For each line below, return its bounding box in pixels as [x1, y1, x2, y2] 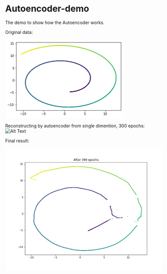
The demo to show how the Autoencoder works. [5, 19, 105, 25]
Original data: [5, 29, 33, 35]
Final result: [5, 138, 29, 144]
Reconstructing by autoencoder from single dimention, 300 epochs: [5, 123, 145, 129]
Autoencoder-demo [5, 3, 89, 14]
